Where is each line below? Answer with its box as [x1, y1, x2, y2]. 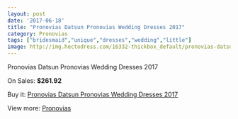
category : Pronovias [7, 30, 69, 38]
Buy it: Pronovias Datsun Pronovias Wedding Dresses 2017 [7, 90, 178, 98]
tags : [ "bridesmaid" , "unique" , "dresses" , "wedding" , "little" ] [7, 37, 192, 44]
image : [7, 43, 27, 50]
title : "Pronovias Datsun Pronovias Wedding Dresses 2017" [7, 23, 186, 30]
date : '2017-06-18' [7, 17, 65, 24]
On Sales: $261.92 [7, 76, 62, 85]
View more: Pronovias [7, 104, 72, 112]
